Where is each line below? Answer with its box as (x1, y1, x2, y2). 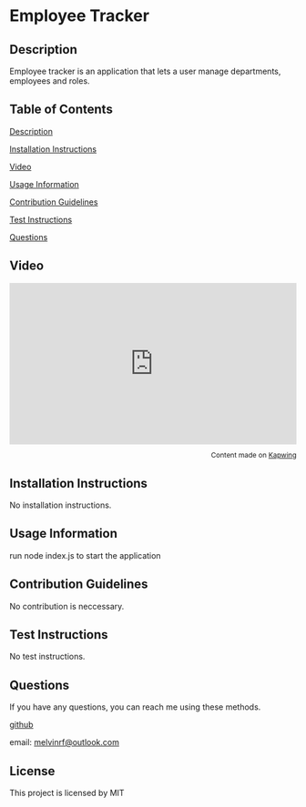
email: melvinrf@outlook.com (9, 737, 120, 748)
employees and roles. (9, 76, 90, 86)
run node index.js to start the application (9, 550, 161, 560)
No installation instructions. (9, 499, 112, 510)
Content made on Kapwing (210, 450, 297, 460)
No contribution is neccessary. (9, 600, 125, 611)
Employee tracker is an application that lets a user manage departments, (9, 66, 281, 76)
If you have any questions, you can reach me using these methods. (9, 701, 261, 712)
